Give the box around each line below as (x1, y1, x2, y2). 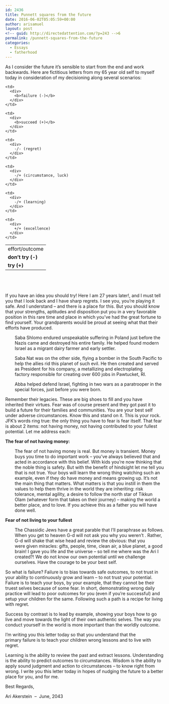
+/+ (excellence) (14, 226, 51, 231)
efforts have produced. (5, 324, 53, 330)
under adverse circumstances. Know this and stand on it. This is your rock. (5, 412, 161, 418)
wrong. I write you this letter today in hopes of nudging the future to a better (5, 668, 163, 674)
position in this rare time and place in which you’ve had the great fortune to (5, 314, 161, 320)
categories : (5, 40, 30, 46)
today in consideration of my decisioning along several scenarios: (5, 74, 142, 80)
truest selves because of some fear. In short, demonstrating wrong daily (5, 585, 155, 591)
